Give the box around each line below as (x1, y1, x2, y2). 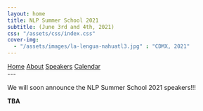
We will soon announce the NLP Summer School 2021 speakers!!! (7, 84, 197, 91)
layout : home (7, 10, 46, 18)
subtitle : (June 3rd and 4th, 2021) (7, 23, 114, 30)
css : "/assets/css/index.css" (7, 30, 96, 37)
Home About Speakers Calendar (7, 63, 101, 70)
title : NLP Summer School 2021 (7, 17, 99, 24)
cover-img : (7, 37, 39, 44)
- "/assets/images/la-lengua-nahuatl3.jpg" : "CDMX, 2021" (13, 43, 190, 50)
